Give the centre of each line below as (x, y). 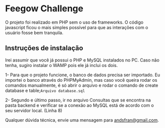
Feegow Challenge (44, 9)
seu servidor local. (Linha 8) (34, 110)
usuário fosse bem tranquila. (34, 32)
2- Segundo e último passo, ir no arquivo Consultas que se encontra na (78, 100)
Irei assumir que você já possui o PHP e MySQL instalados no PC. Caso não (82, 60)
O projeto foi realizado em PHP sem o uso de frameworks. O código (74, 22)
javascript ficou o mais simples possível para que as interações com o (77, 27)
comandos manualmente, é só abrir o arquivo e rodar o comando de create (82, 85)
